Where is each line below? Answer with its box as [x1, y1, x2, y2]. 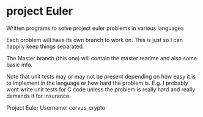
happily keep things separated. [6, 43, 84, 50]
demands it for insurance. [6, 92, 72, 99]
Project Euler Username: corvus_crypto [6, 104, 106, 111]
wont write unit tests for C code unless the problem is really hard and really [6, 85, 196, 93]
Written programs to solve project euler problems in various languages [6, 24, 184, 32]
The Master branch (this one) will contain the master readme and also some [6, 54, 197, 62]
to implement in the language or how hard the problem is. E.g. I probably [6, 79, 188, 87]
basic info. [6, 61, 33, 68]
